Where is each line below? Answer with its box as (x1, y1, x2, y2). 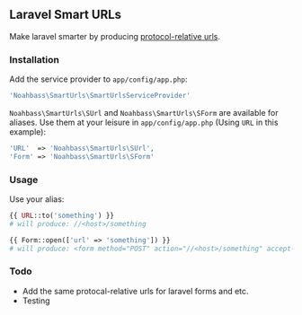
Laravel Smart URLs (9, 7, 122, 22)
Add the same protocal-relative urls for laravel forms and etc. (22, 285, 249, 296)
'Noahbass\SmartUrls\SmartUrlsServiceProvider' (9, 92, 191, 101)
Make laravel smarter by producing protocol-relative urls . (9, 31, 220, 41)
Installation (9, 53, 60, 66)
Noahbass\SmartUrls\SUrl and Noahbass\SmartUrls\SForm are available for (9, 107, 279, 118)
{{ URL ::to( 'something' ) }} (9, 211, 115, 221)
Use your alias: (9, 194, 65, 205)
